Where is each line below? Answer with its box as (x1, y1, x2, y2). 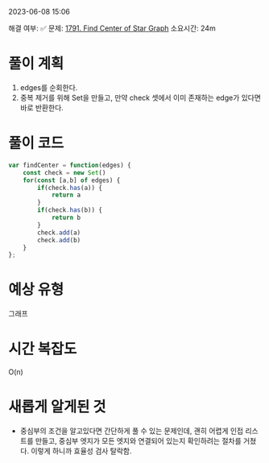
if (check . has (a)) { (37, 184, 103, 192)
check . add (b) (37, 236, 81, 244)
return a (51, 191, 81, 200)
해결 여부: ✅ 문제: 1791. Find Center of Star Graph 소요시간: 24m (8, 23, 216, 33)
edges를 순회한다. (19, 82, 78, 92)
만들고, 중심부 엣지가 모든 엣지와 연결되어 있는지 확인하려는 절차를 (35, 436, 242, 446)
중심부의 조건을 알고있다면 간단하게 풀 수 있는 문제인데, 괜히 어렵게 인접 (19, 426, 244, 436)
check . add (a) (37, 229, 81, 237)
